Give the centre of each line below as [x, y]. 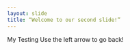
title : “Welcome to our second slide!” [64, 20]
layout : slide [27, 13]
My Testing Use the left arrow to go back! [66, 39]
